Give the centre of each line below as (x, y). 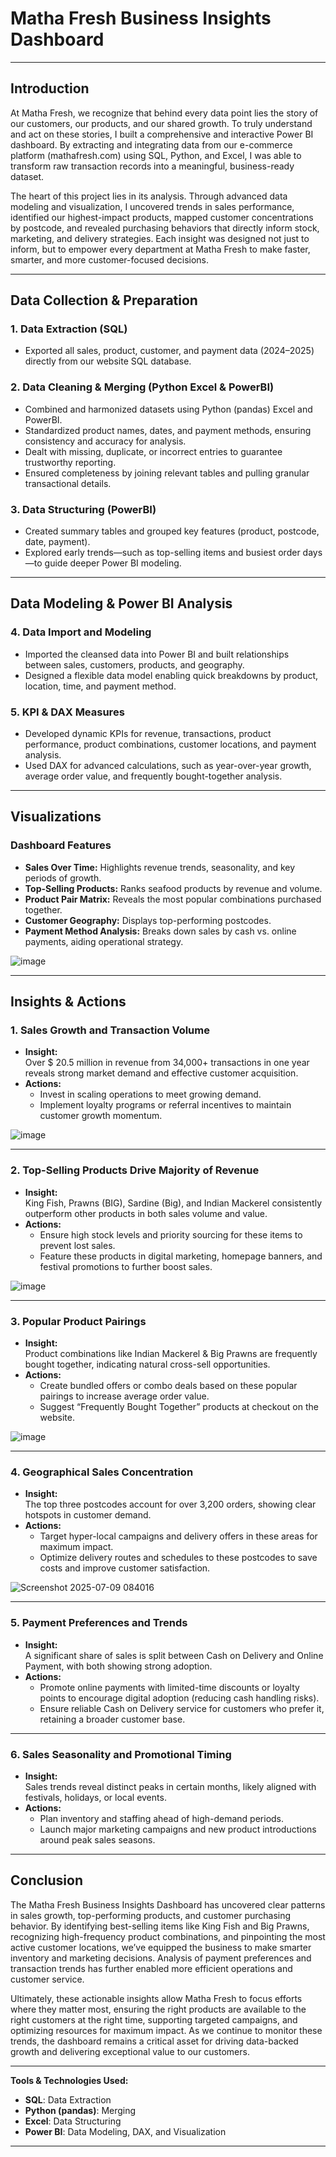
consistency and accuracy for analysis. (105, 441)
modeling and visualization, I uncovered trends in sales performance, (152, 206)
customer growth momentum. (101, 1116)
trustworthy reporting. (70, 462)
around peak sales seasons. (97, 1839)
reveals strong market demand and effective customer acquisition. (161, 1073)
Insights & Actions (68, 1002)
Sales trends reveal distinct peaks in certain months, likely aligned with (170, 1786)
